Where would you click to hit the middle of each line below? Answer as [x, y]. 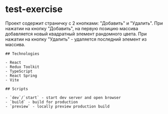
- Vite [12, 80]
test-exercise [34, 9]
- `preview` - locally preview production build [57, 106]
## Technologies [22, 54]
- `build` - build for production [42, 102]
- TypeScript [19, 71]
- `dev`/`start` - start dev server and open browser [63, 97]
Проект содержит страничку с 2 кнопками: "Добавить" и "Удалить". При [84, 23]
